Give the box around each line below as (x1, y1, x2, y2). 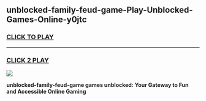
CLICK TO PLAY (6, 33, 54, 42)
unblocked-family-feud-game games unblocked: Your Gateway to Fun (6, 81, 189, 88)
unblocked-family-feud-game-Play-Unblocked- (6, 5, 193, 15)
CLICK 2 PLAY (6, 56, 49, 64)
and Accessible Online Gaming (6, 88, 86, 95)
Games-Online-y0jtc (6, 15, 87, 25)
